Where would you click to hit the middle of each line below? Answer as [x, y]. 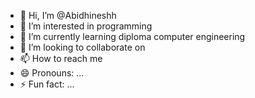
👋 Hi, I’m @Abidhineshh [68, 15]
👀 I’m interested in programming [86, 26]
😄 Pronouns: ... [52, 73]
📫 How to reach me [61, 58]
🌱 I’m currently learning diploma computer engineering [132, 36]
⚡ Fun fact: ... [47, 84]
